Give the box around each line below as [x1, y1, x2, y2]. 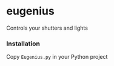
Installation [6, 39, 41, 48]
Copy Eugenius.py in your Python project [6, 53, 108, 61]
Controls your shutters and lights [6, 24, 88, 31]
